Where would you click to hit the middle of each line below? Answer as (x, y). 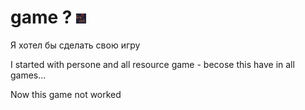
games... (28, 75)
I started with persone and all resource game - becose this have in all (152, 64)
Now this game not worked (66, 94)
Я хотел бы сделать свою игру (75, 45)
